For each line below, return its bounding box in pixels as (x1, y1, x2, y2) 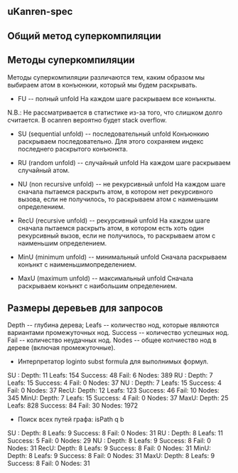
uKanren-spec (7, 6, 73, 18)
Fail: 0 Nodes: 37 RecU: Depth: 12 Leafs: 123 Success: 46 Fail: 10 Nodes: (7, 386, 220, 395)
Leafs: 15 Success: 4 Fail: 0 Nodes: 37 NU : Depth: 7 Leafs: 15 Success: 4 (7, 378, 222, 387)
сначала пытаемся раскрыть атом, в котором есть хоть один (17, 223, 205, 232)
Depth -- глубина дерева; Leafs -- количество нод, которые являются (7, 321, 220, 329)
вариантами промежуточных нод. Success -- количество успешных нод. (7, 329, 229, 337)
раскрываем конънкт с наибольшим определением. (17, 281, 178, 290)
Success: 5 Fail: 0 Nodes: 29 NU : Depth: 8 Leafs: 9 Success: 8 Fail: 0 (7, 437, 212, 445)
